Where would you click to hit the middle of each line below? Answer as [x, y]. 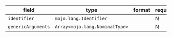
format [142, 10]
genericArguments [29, 27]
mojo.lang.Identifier [81, 18]
